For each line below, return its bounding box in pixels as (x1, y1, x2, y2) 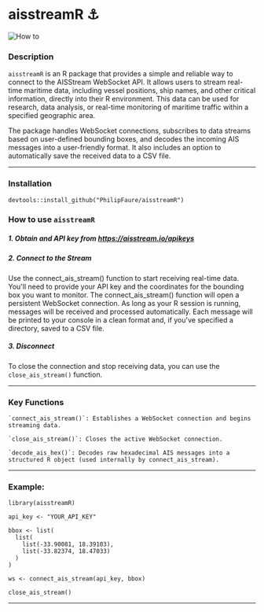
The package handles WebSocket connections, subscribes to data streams (8, 126, 251, 135)
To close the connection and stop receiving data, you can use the (8, 361, 220, 371)
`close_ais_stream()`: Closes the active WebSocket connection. (8, 435, 223, 444)
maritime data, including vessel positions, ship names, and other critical (24, 86, 256, 95)
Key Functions (8, 396, 64, 407)
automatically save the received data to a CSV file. (8, 151, 171, 160)
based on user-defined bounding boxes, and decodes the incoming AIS (8, 135, 240, 144)
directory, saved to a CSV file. (8, 323, 104, 333)
